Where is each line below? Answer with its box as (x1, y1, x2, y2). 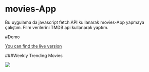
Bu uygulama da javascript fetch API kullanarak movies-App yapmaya (5, 19, 145, 25)
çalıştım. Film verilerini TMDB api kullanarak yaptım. (5, 24, 109, 30)
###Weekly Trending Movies (5, 52, 63, 58)
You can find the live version (5, 43, 62, 49)
